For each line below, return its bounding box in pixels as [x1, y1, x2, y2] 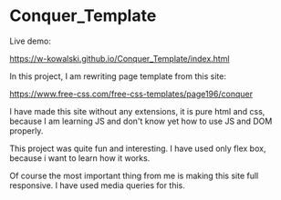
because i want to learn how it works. [9, 152, 151, 164]
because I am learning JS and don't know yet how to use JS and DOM [9, 115, 273, 126]
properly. [9, 125, 44, 136]
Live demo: [9, 35, 52, 46]
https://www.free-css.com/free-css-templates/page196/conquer [9, 88, 254, 99]
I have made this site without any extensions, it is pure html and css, [9, 105, 265, 116]
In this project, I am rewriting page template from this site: [9, 70, 226, 82]
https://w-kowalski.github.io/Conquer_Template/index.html [9, 53, 230, 64]
